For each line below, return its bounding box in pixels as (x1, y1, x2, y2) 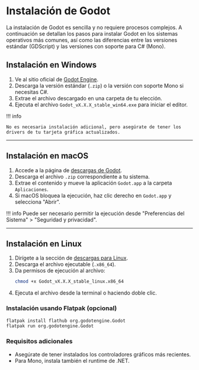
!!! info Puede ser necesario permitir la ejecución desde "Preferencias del (6, 210, 185, 217)
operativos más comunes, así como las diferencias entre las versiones (6, 36, 178, 43)
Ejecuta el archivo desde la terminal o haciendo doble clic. (14, 289, 157, 296)
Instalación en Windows (6, 60, 97, 70)
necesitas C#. (14, 88, 49, 96)
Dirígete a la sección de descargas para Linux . (14, 254, 129, 262)
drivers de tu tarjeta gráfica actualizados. (6, 129, 120, 135)
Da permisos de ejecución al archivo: (14, 267, 105, 274)
